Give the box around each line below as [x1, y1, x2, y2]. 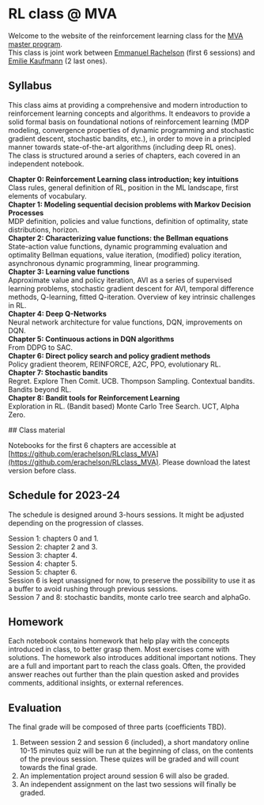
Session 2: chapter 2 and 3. [8, 541, 98, 551]
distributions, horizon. [8, 225, 80, 234]
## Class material [8, 425, 66, 435]
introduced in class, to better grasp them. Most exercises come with [8, 644, 230, 654]
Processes [8, 207, 44, 218]
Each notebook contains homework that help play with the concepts [8, 636, 230, 646]
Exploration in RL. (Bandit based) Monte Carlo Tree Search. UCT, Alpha [8, 401, 239, 411]
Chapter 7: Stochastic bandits [8, 367, 108, 377]
